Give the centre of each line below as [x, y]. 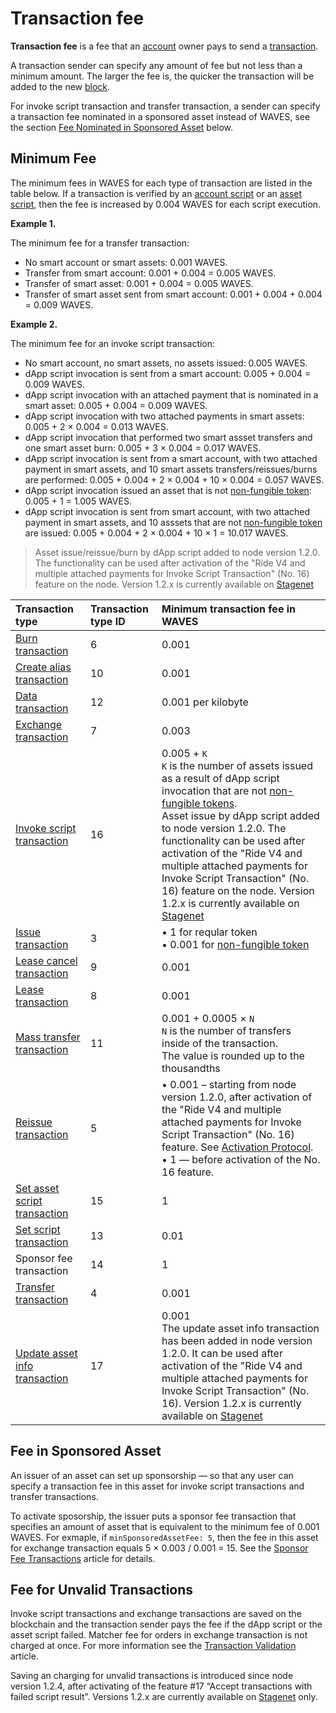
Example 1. [33, 223]
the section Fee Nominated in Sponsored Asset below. [122, 127]
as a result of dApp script [220, 778]
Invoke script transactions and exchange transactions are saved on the [156, 1614]
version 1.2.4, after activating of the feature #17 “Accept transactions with [161, 1686]
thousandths [191, 1068]
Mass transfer [48, 1037]
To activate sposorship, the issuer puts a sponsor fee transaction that [153, 1516]
